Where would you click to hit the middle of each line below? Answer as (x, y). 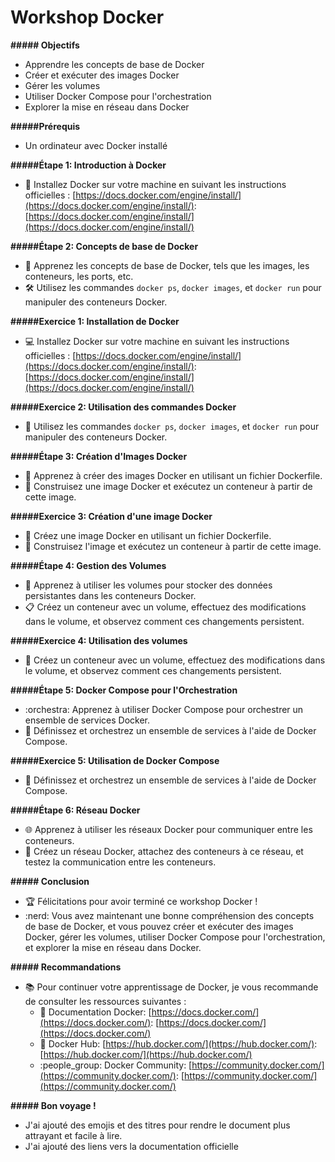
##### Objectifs (45, 45)
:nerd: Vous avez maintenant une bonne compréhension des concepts (169, 915)
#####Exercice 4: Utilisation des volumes (99, 640)
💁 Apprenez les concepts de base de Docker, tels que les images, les (167, 265)
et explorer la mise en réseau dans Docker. (113, 947)
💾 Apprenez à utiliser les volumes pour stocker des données (148, 585)
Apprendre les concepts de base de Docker (114, 64)
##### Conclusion (50, 881)
